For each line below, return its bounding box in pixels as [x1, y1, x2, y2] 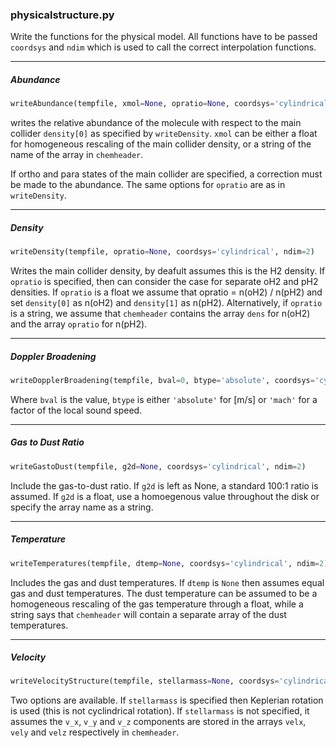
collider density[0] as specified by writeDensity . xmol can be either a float [10, 128, 318, 140]
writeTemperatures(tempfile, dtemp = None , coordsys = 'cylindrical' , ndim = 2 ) [10, 558, 329, 568]
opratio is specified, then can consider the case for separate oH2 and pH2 [10, 275, 319, 287]
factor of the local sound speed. [10, 404, 143, 416]
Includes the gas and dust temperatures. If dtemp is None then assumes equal [10, 576, 325, 588]
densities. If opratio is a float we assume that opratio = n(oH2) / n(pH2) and [10, 286, 323, 298]
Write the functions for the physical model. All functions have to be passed [10, 31, 318, 43]
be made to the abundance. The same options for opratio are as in [10, 179, 286, 191]
